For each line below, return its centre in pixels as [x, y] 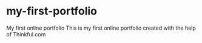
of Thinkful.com [26, 34]
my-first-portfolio [52, 11]
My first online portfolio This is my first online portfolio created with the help [101, 28]
